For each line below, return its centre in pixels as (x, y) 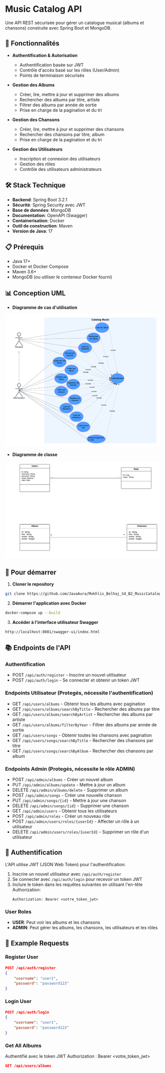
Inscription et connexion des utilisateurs (60, 159)
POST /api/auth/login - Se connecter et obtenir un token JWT (76, 680)
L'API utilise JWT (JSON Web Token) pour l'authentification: (66, 864)
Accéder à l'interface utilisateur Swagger (55, 622)
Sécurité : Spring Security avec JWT (49, 205)
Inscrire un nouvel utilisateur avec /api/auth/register (67, 874)
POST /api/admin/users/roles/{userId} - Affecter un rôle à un (76, 821)
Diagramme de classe (35, 455)
